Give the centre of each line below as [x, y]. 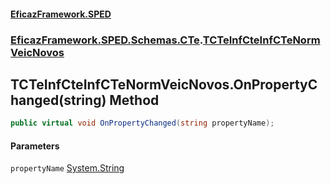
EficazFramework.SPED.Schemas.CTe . [106, 40]
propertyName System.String [67, 168]
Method [134, 100]
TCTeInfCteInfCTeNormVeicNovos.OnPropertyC [164, 84]
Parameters [35, 146]
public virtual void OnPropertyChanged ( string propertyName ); [142, 123]
